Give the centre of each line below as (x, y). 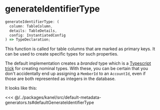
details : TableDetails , (33, 31)
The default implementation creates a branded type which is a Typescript (78, 63)
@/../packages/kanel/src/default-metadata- (58, 97)
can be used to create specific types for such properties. (62, 54)
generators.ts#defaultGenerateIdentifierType (50, 103)
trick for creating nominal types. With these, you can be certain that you (77, 69)
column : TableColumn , (31, 26)
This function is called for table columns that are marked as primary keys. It (80, 49)
